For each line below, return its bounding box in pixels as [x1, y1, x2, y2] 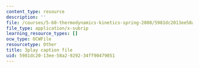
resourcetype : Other [6, 42, 57, 48]
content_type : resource [6, 8, 65, 15]
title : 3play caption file [6, 47, 73, 53]
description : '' [6, 14, 46, 20]
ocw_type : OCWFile [6, 36, 52, 42]
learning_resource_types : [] [6, 31, 78, 37]
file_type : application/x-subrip [6, 25, 89, 31]
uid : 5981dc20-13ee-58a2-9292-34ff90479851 [6, 53, 115, 59]
